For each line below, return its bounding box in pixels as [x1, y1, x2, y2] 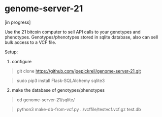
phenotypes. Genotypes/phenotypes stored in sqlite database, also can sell [4, 34, 158, 40]
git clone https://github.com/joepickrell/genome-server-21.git [16, 68, 141, 74]
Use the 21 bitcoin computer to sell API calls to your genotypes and [4, 29, 141, 35]
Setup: [4, 49, 18, 55]
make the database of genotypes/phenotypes [11, 87, 105, 93]
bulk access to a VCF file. [4, 39, 56, 45]
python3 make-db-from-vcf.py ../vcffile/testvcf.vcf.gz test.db [16, 106, 141, 112]
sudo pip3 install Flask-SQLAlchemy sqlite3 [16, 78, 105, 83]
